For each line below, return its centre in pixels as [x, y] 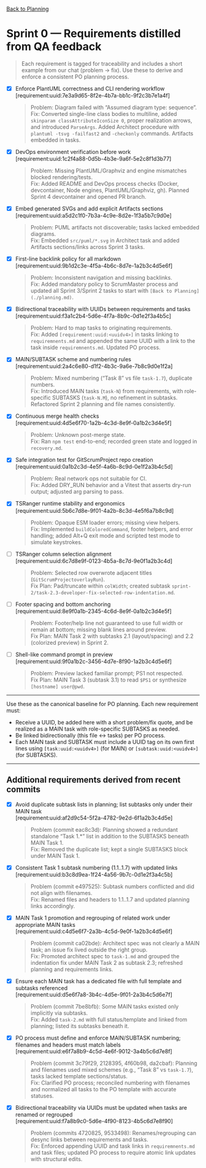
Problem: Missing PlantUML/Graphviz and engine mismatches [109, 171]
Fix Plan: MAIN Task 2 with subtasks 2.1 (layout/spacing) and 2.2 [112, 636]
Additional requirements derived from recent [93, 780]
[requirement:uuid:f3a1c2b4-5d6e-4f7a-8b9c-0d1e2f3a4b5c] [93, 316]
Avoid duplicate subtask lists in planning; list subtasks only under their [104, 804]
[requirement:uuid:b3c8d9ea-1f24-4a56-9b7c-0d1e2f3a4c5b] [94, 874]
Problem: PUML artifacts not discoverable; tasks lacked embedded [115, 228]
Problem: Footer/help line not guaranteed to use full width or [107, 623]
